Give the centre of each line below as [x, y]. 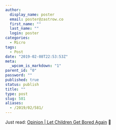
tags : [11, 47]
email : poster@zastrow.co [37, 19]
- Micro [18, 43]
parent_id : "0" [21, 71]
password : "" [19, 75]
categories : [17, 38]
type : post [16, 94]
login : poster [24, 33]
